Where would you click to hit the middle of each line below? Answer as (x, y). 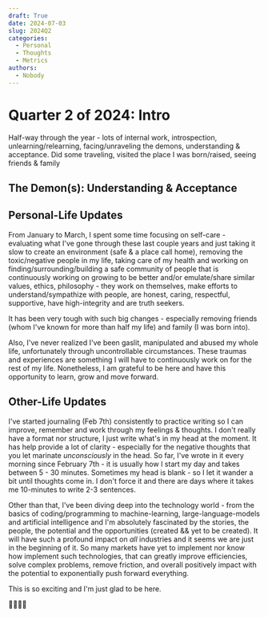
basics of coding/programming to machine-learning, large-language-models (134, 513)
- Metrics (32, 61)
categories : (28, 38)
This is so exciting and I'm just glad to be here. (85, 589)
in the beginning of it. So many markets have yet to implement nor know (127, 547)
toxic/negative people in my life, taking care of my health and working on (128, 260)
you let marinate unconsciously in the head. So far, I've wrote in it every (126, 455)
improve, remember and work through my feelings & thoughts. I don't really (132, 429)
